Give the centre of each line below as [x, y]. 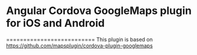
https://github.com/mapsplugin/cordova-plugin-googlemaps [80, 46]
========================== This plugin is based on [80, 39]
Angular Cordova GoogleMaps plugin [99, 11]
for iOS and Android [55, 23]
